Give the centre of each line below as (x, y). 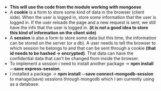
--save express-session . (35, 69)
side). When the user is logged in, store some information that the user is (83, 17)
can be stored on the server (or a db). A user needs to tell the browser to (83, 43)
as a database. (24, 84)
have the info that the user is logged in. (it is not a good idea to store (79, 28)
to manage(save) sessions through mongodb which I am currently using (82, 79)
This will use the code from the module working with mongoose (75, 7)
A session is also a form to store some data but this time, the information (83, 38)
